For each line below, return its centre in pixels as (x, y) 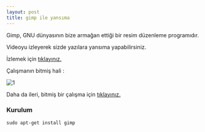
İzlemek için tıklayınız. (34, 59)
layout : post (23, 12)
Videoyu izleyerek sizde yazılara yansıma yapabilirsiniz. (76, 47)
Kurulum (19, 110)
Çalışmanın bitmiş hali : (35, 70)
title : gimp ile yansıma (38, 18)
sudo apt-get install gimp (41, 123)
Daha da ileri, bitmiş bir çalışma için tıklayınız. (64, 94)
